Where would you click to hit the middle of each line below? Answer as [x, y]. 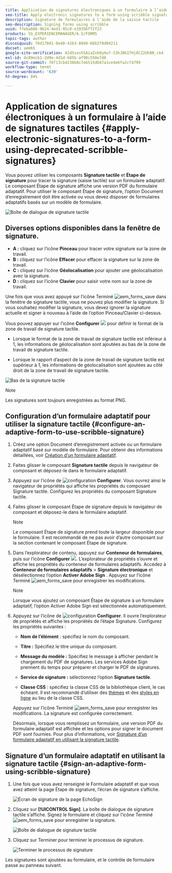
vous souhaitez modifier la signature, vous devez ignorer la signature [78, 307]
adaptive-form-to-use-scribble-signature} [75, 432]
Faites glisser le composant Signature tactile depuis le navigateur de [85, 465]
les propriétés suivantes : [39, 627]
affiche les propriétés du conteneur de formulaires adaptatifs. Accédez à [89, 564]
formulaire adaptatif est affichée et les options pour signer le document [88, 729]
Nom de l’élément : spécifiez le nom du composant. [75, 637]
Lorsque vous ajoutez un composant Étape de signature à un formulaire [88, 601]
